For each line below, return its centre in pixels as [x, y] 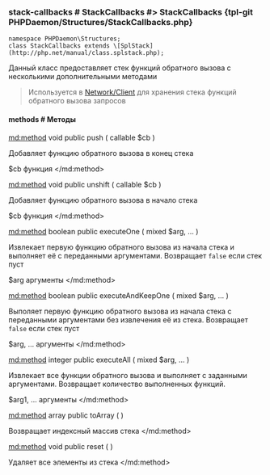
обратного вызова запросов [77, 101]
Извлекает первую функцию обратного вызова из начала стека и [121, 247]
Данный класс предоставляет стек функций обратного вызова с [120, 68]
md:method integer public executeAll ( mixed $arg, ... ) [99, 359]
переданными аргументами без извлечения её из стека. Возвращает [128, 319]
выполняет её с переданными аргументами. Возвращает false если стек [135, 255]
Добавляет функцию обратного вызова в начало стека [103, 200]
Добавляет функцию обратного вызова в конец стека [101, 153]
